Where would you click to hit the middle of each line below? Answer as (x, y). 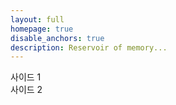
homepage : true (42, 29)
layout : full (37, 19)
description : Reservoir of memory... (89, 47)
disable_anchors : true (57, 38)
